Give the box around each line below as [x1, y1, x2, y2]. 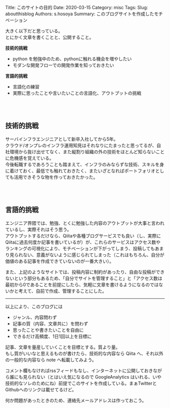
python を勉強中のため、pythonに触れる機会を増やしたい [12, 56, 132, 62]
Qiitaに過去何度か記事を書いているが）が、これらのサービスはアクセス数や [5, 239, 161, 245]
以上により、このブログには [5, 303, 63, 310]
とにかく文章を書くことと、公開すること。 [5, 35, 94, 40]
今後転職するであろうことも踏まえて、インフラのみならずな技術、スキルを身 [5, 161, 164, 167]
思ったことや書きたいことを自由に [12, 327, 84, 333]
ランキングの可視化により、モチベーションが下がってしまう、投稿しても [5, 245, 155, 251]
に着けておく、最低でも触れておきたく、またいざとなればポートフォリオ [5, 167, 156, 174]
